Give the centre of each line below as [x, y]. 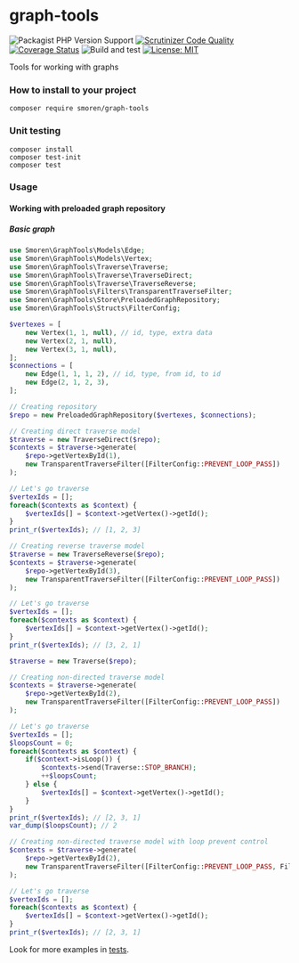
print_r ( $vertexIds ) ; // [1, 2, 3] [75, 530]
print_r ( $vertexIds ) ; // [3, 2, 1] [75, 645]
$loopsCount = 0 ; [41, 743]
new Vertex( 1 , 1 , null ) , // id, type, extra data [119, 332]
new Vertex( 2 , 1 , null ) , [71, 341]
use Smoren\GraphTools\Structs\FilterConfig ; [95, 308]
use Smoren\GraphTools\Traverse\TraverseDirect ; [101, 275]
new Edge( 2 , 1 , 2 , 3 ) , [67, 383]
